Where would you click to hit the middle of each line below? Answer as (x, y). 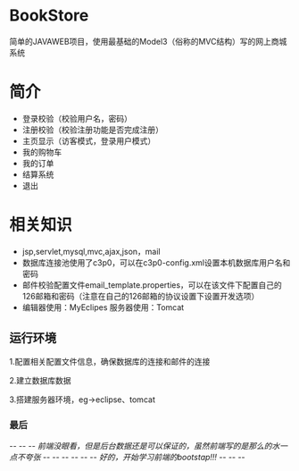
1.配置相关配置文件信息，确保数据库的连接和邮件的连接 (110, 361)
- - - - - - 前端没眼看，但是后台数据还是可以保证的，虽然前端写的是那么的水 (145, 446)
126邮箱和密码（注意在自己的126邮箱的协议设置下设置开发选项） (141, 296)
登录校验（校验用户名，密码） (77, 118)
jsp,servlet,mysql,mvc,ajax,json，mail (91, 251)
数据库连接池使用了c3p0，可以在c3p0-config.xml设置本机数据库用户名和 (156, 262)
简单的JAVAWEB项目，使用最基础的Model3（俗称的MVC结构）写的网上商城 (148, 41)
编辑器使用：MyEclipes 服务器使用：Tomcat (103, 307)
